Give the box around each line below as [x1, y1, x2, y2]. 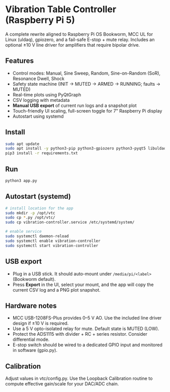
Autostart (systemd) [5, 192, 71, 201]
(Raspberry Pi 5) [5, 14, 75, 26]
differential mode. [12, 336, 50, 343]
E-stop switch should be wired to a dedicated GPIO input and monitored [12, 342, 163, 348]
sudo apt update [5, 141, 39, 147]
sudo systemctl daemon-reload [5, 234, 69, 239]
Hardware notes [5, 301, 57, 310]
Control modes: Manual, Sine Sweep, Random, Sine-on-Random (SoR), [12, 70, 161, 76]
